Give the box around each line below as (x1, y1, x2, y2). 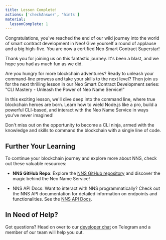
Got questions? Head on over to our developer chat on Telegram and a (5, 224, 151, 230)
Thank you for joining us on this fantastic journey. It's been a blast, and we (5, 56, 159, 62)
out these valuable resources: (5, 161, 67, 167)
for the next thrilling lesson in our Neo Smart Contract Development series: (5, 81, 159, 87)
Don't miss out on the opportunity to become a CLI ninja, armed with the (5, 122, 154, 128)
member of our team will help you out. (5, 229, 84, 235)
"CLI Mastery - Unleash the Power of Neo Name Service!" (5, 86, 125, 93)
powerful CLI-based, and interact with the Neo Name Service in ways (5, 107, 149, 113)
